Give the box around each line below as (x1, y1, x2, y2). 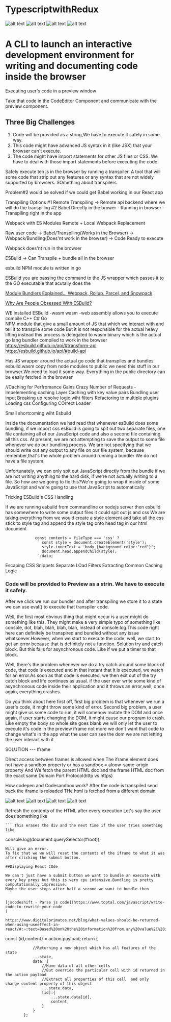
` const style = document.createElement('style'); (37, 540, 147, 545)
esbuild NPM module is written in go (5, 264, 81, 271)
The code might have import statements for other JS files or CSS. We (12, 153, 158, 159)
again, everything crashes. (5, 688, 61, 695)
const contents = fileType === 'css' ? (35, 535, 120, 541)
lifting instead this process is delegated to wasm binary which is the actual (5, 331, 161, 337)
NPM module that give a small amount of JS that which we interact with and (5, 321, 164, 327)
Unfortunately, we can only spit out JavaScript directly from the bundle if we (5, 468, 165, 474)
